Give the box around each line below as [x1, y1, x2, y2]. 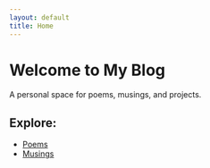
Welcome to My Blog [9, 60, 166, 80]
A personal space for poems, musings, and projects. [9, 89, 202, 100]
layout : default [9, 13, 70, 22]
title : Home [9, 21, 54, 30]
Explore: [9, 115, 57, 130]
